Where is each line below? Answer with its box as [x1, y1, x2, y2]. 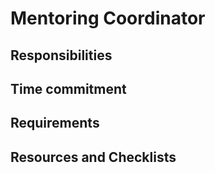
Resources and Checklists [10, 148, 177, 166]
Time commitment [10, 80, 127, 97]
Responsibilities [10, 47, 113, 64]
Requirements [10, 115, 100, 132]
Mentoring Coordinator [10, 7, 206, 30]
